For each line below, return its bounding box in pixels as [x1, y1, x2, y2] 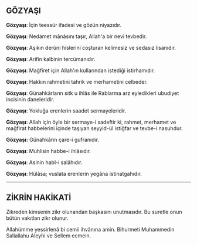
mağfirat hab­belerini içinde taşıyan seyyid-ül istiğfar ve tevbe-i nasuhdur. [6, 124, 183, 132]
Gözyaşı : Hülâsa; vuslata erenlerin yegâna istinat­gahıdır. [6, 170, 142, 177]
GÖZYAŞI [6, 6, 41, 16]
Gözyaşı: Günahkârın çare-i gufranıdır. [6, 136, 100, 143]
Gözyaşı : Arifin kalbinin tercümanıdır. [6, 55, 96, 62]
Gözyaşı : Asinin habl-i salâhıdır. [6, 159, 83, 166]
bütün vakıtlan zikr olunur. [6, 215, 69, 222]
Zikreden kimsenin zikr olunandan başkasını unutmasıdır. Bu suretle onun [6, 208, 182, 215]
